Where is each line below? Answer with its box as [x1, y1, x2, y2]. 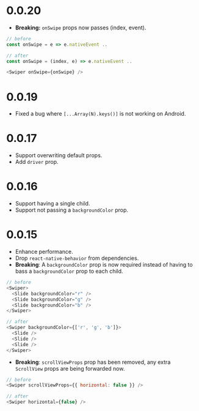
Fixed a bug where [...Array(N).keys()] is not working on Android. [15, 110, 186, 117]
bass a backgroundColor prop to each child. [15, 267, 123, 275]
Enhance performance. [15, 248, 73, 256]
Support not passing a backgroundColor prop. [15, 206, 129, 214]
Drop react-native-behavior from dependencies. [15, 254, 139, 262]
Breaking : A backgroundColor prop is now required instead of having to [15, 261, 194, 268]
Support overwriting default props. [15, 152, 103, 159]
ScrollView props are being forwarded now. [15, 365, 125, 372]
